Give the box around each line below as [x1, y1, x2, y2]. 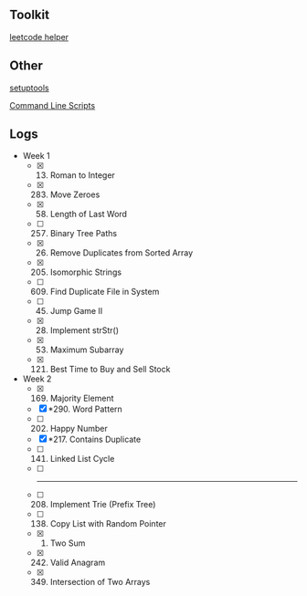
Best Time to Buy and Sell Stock [49, 364, 171, 375]
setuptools [9, 82, 49, 93]
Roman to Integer [49, 170, 116, 181]
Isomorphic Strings [49, 267, 122, 277]
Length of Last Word [49, 209, 128, 220]
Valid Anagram [49, 557, 106, 569]
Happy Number [49, 423, 108, 434]
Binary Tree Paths [49, 228, 117, 239]
